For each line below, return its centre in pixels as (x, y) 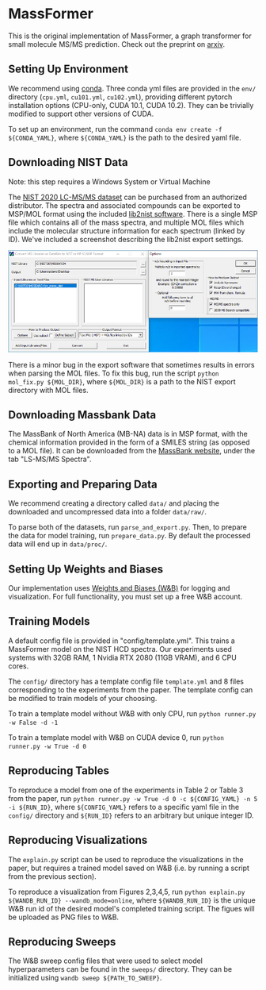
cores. (19, 666)
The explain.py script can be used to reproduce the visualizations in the (126, 859)
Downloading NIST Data (68, 162)
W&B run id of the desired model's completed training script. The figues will (131, 908)
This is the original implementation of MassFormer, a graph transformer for (130, 36)
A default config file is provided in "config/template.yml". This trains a (122, 641)
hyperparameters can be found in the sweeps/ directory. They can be (120, 969)
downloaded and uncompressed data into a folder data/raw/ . (108, 512)
